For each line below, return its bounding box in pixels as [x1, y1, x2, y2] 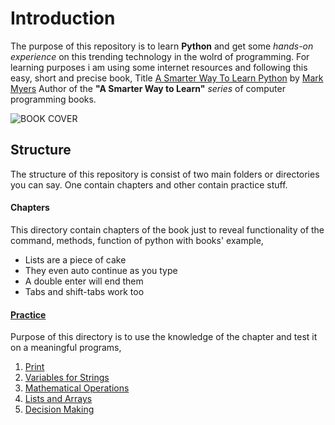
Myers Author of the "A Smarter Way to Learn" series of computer [10, 82, 286, 94]
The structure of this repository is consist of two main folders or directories [10, 168, 320, 180]
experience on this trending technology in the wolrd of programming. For [10, 50, 310, 62]
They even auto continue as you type [24, 264, 178, 276]
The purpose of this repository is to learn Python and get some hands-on [10, 40, 314, 52]
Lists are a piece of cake [24, 253, 127, 266]
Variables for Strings [24, 372, 110, 384]
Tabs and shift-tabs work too [24, 285, 145, 297]
